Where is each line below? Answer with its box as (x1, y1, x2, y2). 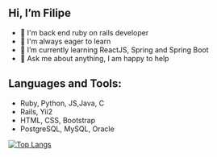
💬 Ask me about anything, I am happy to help (19, 53, 169, 63)
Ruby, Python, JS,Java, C (19, 98, 105, 108)
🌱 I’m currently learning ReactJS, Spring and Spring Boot (19, 44, 209, 55)
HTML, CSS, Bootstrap (19, 115, 95, 125)
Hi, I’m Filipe (8, 6, 71, 20)
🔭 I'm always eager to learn (19, 36, 111, 46)
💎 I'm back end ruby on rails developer (19, 27, 149, 37)
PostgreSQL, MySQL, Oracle (19, 124, 115, 134)
